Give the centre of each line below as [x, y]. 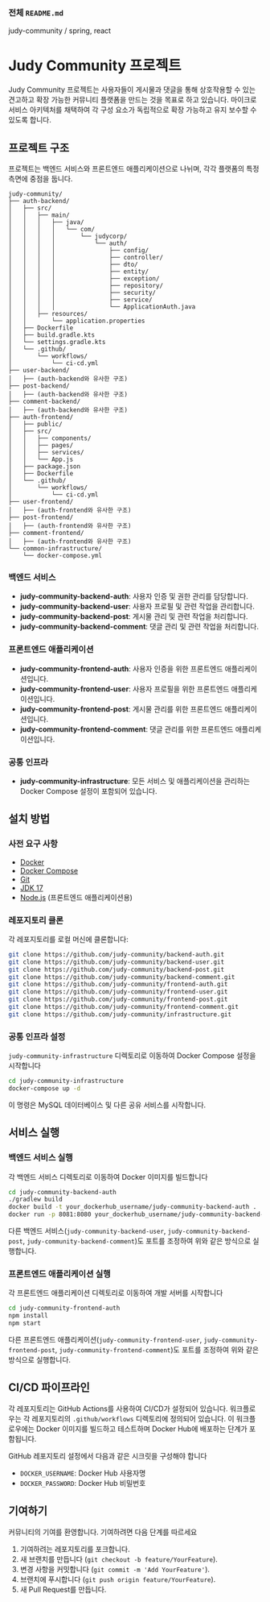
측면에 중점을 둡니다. [41, 179]
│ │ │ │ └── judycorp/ [68, 237]
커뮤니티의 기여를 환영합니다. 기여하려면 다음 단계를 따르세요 [103, 1532]
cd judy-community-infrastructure [66, 1081]
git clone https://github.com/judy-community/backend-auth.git [117, 954]
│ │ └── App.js [41, 460]
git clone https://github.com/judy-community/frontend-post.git [118, 1000]
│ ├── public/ [35, 425]
